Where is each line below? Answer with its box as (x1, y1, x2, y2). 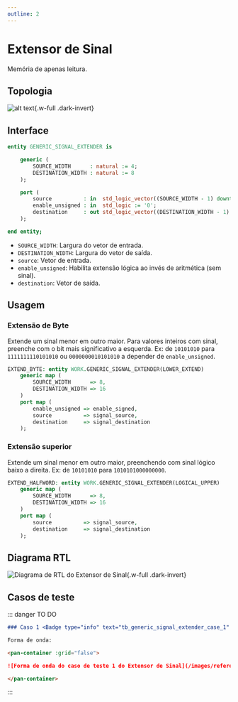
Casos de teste (7, 591, 75, 603)
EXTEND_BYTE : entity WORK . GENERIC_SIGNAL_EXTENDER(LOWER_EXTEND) (7, 365, 204, 373)
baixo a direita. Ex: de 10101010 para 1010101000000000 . (7, 465, 166, 474)
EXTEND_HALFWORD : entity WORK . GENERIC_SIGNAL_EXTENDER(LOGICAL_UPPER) (7, 479, 220, 487)
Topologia (7, 85, 53, 97)
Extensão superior (7, 442, 72, 452)
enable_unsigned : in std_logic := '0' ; (33, 202, 157, 210)
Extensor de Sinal (7, 40, 113, 57)
